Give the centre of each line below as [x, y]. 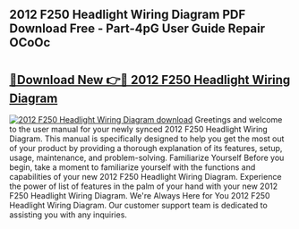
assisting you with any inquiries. [68, 215]
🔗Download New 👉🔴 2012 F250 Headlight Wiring [150, 80]
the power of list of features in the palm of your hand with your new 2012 [144, 186]
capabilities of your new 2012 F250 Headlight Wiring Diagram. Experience [145, 177]
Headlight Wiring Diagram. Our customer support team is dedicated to [139, 205]
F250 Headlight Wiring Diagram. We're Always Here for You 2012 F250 [140, 195]
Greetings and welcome [239, 119]
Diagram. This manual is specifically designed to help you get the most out [147, 139]
